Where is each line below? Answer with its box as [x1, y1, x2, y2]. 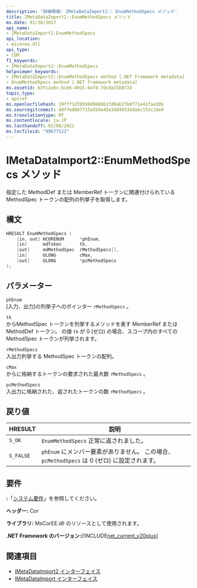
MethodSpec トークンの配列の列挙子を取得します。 [6, 196, 131, 203]
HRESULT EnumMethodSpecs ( [6, 230, 72, 236]
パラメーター [6, 281, 53, 291]
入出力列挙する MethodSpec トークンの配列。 [6, 352, 117, 359]
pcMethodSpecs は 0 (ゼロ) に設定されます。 [41, 457, 159, 465]
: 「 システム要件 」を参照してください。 [6, 495, 100, 502]
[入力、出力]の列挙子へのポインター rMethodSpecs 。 [6, 303, 132, 310]
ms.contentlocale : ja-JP [6, 118, 67, 124]
